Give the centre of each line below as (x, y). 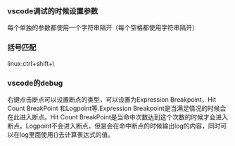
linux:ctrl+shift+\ (31, 63)
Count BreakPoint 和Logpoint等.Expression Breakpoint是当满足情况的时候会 (117, 108)
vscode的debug (35, 83)
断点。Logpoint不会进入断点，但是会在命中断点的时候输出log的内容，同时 (114, 126)
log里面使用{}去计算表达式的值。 (67, 134)
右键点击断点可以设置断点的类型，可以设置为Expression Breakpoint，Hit (112, 99)
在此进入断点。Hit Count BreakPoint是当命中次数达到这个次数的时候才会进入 (118, 117)
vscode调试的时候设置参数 (53, 11)
